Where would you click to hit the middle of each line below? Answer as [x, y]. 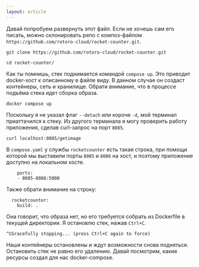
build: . [28, 205]
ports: [25, 173]
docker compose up [29, 104]
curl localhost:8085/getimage [44, 138]
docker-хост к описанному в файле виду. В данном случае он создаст [95, 80]
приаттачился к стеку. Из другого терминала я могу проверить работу [97, 121]
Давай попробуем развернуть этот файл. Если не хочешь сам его [90, 29]
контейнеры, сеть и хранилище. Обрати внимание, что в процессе [91, 86]
